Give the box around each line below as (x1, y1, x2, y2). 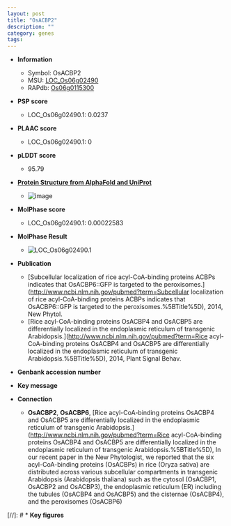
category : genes (7, 29, 54, 37)
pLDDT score (17, 151, 56, 160)
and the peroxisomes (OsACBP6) (27, 497, 123, 506)
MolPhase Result (17, 232, 67, 241)
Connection (17, 395, 52, 403)
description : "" (7, 23, 54, 30)
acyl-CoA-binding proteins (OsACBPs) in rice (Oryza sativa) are (27, 460, 210, 469)
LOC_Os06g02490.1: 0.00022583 (27, 219, 124, 227)
